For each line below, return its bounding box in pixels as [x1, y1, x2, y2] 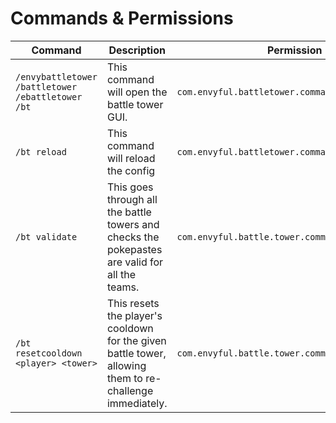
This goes [106, 180, 154, 194]
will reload [106, 151, 156, 165]
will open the [106, 85, 168, 99]
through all [106, 192, 158, 206]
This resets [106, 296, 160, 310]
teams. [106, 280, 140, 294]
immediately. [106, 396, 168, 410]
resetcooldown [15, 347, 83, 359]
